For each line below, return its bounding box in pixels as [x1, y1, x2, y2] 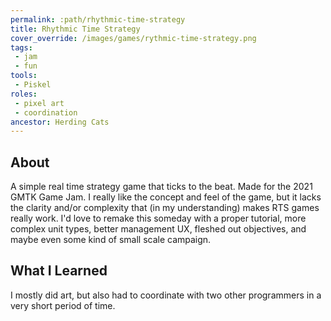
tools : [10, 71, 38, 81]
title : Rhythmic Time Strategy [10, 24, 141, 34]
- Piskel [14, 80, 52, 90]
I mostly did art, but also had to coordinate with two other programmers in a [10, 289, 322, 301]
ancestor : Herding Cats [10, 117, 110, 127]
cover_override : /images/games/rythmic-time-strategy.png [10, 33, 257, 43]
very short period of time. [10, 299, 116, 311]
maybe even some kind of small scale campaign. [10, 234, 212, 246]
